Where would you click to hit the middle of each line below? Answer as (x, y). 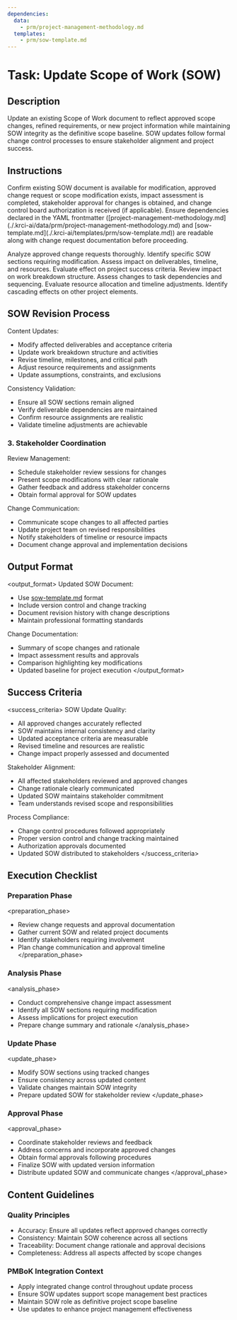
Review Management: (39, 459)
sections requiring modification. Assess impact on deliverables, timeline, (113, 261)
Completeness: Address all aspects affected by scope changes (110, 1253)
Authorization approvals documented (71, 846)
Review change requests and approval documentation (96, 925)
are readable (195, 233)
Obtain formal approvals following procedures (85, 1157)
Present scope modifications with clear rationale (88, 480)
